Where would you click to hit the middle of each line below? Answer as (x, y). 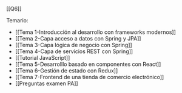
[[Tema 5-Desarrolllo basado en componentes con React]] (88, 64)
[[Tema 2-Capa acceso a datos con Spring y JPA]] (78, 38)
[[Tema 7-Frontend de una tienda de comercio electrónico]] (89, 77)
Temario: (17, 20)
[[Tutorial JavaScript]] (42, 58)
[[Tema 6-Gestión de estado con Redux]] (66, 71)
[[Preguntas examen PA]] (46, 83)
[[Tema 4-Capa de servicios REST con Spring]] (74, 51)
